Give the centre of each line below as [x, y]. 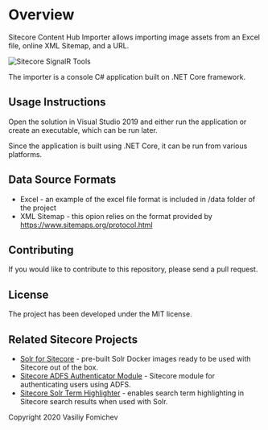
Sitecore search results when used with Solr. [94, 401]
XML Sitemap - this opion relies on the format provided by [116, 216]
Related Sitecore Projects [73, 339]
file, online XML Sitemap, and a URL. [69, 45]
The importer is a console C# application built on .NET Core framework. [127, 76]
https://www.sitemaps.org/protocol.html [86, 225]
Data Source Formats [62, 180]
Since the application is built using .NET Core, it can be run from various [128, 146]
